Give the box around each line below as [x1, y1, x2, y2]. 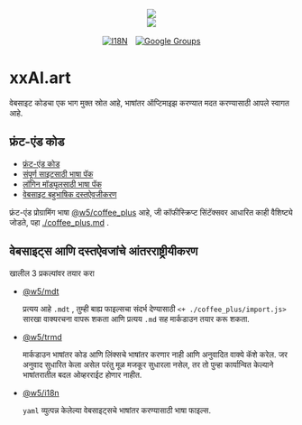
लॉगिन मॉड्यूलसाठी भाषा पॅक [22, 179, 102, 189]
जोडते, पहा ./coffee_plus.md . [9, 217, 110, 227]
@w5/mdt [22, 285, 59, 297]
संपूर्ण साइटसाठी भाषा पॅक [22, 168, 94, 180]
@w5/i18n [22, 387, 60, 398]
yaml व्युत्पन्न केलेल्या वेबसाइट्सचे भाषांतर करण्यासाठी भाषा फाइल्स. [22, 404, 212, 415]
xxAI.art [9, 68, 72, 88]
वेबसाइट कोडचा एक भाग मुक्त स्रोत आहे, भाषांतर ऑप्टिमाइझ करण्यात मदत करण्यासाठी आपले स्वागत [9, 97, 290, 108]
